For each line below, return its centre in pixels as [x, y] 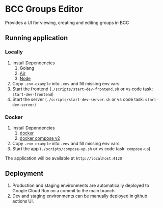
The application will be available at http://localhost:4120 [64, 158]
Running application [37, 38]
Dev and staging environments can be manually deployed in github [80, 196]
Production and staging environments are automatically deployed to [81, 185]
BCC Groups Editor [44, 9]
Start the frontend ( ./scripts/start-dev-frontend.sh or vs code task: [82, 89]
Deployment [24, 173]
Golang [27, 68]
